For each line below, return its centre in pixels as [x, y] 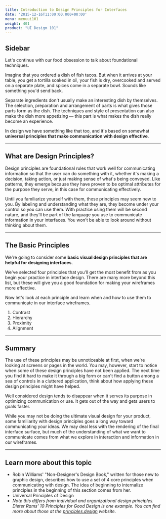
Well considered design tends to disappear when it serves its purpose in [79, 396]
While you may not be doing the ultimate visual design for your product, [78, 416]
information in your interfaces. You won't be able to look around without [78, 220]
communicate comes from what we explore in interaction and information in [82, 437]
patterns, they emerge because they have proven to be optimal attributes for [83, 184]
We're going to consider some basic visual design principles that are [76, 257]
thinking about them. [26, 225]
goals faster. [18, 407]
